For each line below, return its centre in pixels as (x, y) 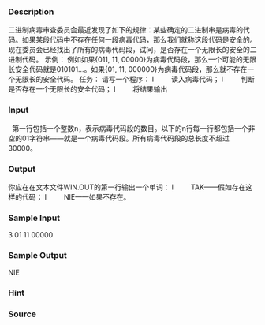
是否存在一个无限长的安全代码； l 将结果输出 (88, 89)
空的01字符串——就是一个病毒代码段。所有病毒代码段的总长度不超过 (119, 138)
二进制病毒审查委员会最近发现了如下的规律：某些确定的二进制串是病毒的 (125, 30)
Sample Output (37, 256)
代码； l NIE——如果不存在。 (76, 196)
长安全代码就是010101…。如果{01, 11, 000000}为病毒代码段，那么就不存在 (128, 69)
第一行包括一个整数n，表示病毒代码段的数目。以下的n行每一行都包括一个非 (133, 128)
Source (22, 314)
